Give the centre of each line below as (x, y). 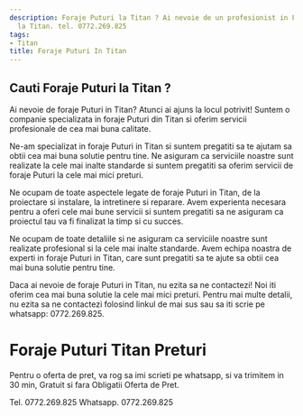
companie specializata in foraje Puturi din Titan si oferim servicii (128, 119)
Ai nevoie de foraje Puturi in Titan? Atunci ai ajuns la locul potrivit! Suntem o (150, 109)
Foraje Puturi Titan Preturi (108, 351)
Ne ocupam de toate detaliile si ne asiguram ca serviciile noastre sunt (138, 238)
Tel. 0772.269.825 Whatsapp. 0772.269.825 (92, 402)
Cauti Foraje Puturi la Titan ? (90, 88)
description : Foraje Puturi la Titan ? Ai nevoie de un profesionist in (149, 18)
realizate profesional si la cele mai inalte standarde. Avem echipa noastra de (151, 248)
